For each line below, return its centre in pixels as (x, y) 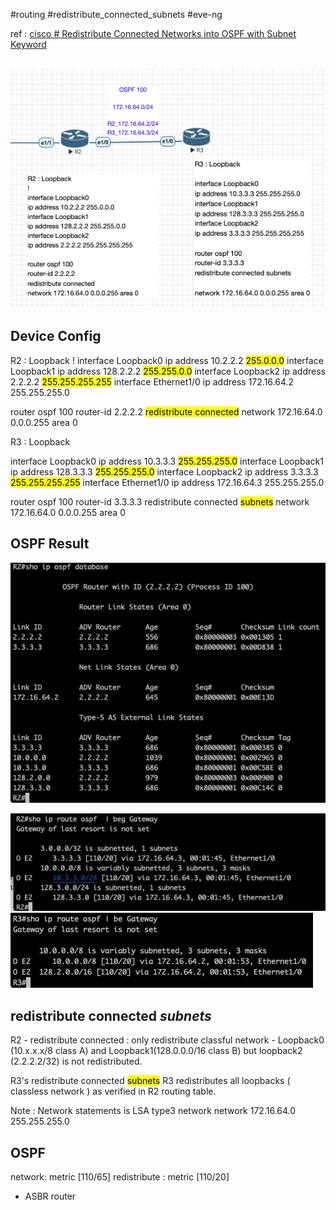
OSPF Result (50, 544)
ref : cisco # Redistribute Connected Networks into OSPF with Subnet (153, 33)
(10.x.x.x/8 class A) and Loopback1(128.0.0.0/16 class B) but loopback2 (156, 1051)
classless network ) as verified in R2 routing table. (113, 1091)
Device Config (56, 336)
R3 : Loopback (40, 441)
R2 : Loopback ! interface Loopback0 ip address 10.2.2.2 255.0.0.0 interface (167, 360)
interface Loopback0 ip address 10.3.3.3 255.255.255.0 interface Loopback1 (167, 461)
